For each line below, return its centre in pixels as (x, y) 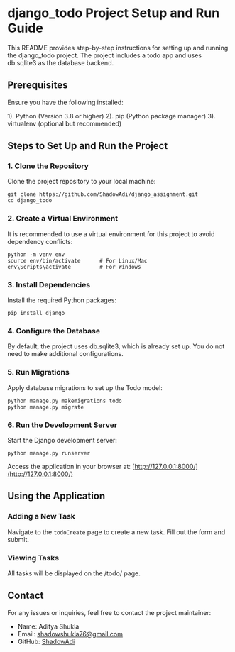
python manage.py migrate (45, 407)
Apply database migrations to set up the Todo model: (85, 387)
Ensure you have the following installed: (66, 102)
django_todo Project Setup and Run (114, 13)
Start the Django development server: (62, 440)
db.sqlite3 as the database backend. (61, 62)
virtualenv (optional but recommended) (65, 123)
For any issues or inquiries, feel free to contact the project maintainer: (109, 612)
